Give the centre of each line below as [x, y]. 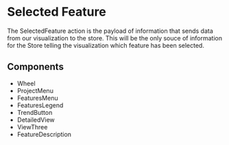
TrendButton [35, 112]
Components [35, 67]
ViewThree [32, 127]
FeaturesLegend [40, 105]
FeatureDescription [44, 134]
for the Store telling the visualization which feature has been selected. [106, 45]
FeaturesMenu [37, 98]
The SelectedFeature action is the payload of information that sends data [110, 31]
